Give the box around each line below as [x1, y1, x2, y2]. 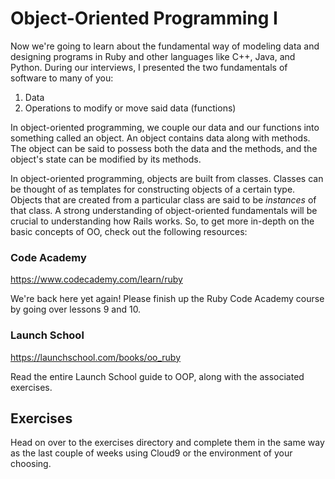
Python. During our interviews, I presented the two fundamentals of [10, 61, 288, 73]
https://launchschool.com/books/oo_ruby [10, 351, 182, 363]
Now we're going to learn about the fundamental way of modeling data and [10, 40, 320, 52]
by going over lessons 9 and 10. [10, 303, 142, 316]
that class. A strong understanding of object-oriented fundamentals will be [10, 204, 318, 216]
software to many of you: [10, 72, 114, 84]
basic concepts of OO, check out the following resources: [10, 225, 248, 237]
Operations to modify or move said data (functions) [24, 102, 237, 114]
